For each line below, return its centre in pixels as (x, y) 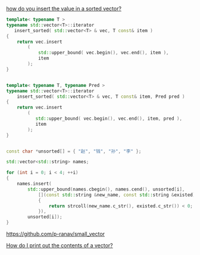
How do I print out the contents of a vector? (60, 245)
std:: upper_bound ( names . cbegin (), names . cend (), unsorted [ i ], (106, 189)
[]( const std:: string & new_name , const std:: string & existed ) (117, 195)
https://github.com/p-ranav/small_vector (56, 234)
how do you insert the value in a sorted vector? (64, 9)
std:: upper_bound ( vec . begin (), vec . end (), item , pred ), (109, 119)
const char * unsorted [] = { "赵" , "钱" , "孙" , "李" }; (74, 151)
